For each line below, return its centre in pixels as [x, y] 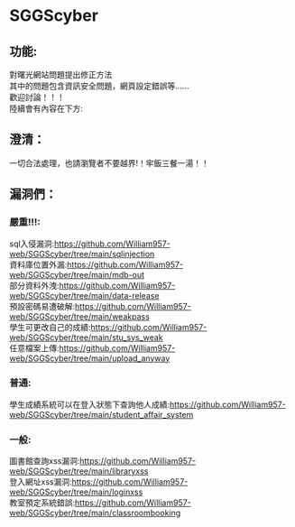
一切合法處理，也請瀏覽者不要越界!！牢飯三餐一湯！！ [110, 162]
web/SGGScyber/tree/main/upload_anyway [90, 358]
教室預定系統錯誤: [42, 503]
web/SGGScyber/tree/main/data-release [84, 295]
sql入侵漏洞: [32, 244]
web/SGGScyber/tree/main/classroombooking [95, 513]
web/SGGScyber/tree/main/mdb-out [77, 274]
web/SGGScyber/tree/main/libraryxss [79, 471]
